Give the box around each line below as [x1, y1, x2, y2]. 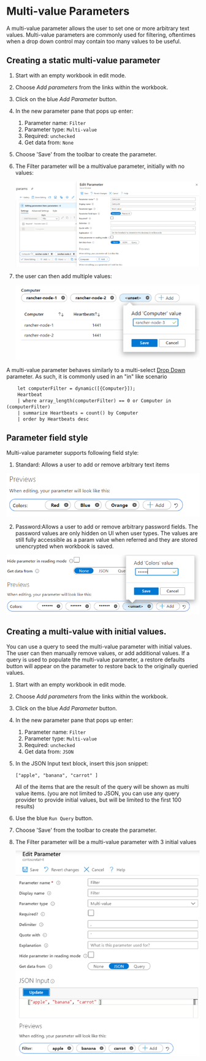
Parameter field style [6, 433, 88, 443]
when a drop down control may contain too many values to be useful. [6, 37, 181, 45]
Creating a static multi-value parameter [6, 55, 161, 66]
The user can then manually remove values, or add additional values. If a [6, 649, 190, 656]
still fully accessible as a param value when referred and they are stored [15, 536, 198, 543]
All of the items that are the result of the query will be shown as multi [15, 783, 189, 790]
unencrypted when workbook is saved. [15, 542, 114, 550]
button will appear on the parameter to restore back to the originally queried [6, 662, 198, 669]
